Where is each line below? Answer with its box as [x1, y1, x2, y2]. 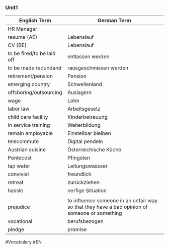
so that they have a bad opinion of [67, 203, 148, 210]
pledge [8, 226, 24, 233]
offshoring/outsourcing [8, 89, 62, 96]
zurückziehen [67, 179, 100, 186]
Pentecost [8, 154, 32, 161]
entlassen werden [67, 53, 110, 60]
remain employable [8, 130, 53, 137]
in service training [8, 122, 50, 129]
